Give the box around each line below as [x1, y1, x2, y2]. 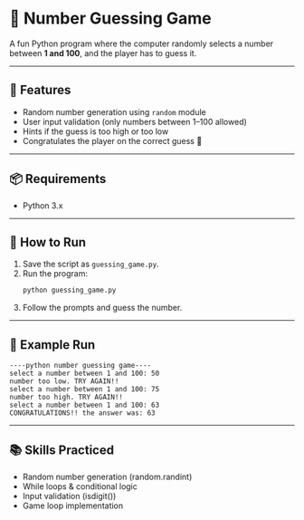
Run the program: [22, 268, 89, 279]
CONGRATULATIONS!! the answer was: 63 [9, 409, 156, 418]
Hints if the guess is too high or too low [22, 126, 169, 137]
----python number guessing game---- [9, 361, 152, 371]
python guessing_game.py [22, 285, 117, 295]
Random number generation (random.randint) [22, 471, 193, 482]
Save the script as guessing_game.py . [22, 258, 160, 270]
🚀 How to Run [9, 235, 87, 250]
